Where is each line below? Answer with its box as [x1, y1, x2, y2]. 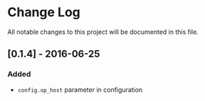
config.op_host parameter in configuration [17, 85, 143, 94]
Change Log [7, 4, 80, 20]
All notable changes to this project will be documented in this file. [7, 28, 199, 36]
